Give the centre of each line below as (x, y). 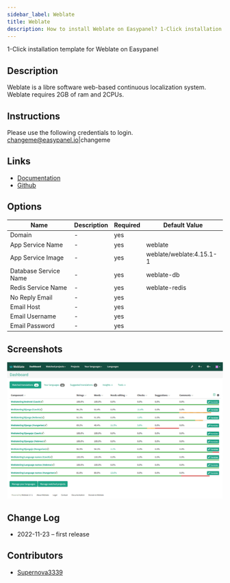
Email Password (32, 326)
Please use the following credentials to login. (70, 133)
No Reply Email (31, 297)
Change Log (34, 518)
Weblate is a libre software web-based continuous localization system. (107, 87)
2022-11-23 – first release (53, 534)
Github (26, 185)
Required (127, 225)
